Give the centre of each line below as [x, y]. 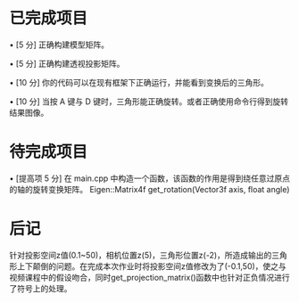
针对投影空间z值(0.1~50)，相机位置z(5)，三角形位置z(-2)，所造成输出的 [141, 255]
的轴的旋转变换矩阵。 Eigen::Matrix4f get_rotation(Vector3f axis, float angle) [149, 189]
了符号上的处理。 [41, 288]
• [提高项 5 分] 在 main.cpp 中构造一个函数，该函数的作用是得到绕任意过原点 [149, 178]
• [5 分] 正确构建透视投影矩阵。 [67, 63]
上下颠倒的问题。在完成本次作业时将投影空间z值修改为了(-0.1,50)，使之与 [152, 266]
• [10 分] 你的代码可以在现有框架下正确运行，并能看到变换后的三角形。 [139, 82]
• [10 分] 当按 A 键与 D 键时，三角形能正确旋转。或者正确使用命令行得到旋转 [149, 101]
